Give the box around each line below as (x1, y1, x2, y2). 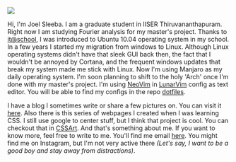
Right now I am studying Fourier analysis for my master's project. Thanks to (7, 28, 228, 35)
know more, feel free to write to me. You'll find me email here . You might (7, 132, 218, 139)
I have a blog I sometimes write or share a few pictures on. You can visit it (7, 101, 222, 110)
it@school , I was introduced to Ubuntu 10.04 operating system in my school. (7, 35, 230, 43)
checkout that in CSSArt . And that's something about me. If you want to (7, 124, 216, 132)
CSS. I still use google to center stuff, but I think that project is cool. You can (7, 117, 229, 125)
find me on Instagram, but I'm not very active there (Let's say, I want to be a (7, 139, 229, 147)
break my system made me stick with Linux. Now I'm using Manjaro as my (7, 65, 223, 74)
